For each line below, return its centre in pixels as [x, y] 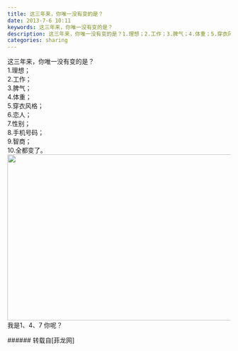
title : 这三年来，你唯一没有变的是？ [56, 14]
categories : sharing [38, 40]
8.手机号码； [26, 133]
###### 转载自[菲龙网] [41, 340]
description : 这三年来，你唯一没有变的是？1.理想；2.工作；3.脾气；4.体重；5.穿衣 [118, 34]
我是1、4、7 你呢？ [35, 325]
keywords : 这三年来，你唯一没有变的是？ [60, 27]
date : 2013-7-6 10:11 [39, 21]
